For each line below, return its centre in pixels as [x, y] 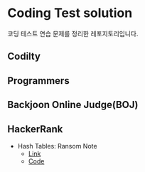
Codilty [24, 57]
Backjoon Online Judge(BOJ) [73, 105]
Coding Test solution [70, 13]
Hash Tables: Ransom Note [57, 146]
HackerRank [35, 129]
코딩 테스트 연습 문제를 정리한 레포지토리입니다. [73, 33]
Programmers [38, 81]
